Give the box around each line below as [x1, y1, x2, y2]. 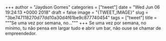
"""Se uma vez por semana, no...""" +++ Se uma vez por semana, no [5, 20, 147, 26]
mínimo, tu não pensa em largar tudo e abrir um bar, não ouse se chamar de [5, 25, 161, 31]
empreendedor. [5, 31, 37, 36]
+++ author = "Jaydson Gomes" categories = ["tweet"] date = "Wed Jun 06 [5, 4, 161, 10]
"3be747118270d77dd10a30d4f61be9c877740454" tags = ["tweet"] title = [5, 15, 157, 20]
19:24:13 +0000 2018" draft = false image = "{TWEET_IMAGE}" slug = [5, 9, 149, 15]
